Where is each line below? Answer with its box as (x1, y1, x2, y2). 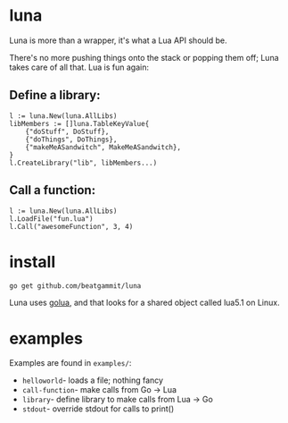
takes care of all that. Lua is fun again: (9, 62, 150, 72)
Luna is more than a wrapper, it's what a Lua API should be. (9, 35, 227, 46)
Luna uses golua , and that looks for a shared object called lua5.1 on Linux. (9, 297, 280, 308)
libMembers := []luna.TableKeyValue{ (9, 119, 150, 128)
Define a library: (9, 88, 101, 103)
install (9, 251, 56, 272)
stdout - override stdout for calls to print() (21, 403, 175, 414)
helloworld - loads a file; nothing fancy (21, 375, 163, 385)
